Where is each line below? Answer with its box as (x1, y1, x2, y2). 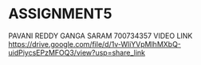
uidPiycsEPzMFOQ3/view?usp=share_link (8, 48, 146, 57)
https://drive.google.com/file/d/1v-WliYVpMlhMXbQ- (8, 39, 182, 48)
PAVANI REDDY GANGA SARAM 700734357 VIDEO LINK (8, 31, 193, 40)
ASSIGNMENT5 (8, 5, 112, 23)
